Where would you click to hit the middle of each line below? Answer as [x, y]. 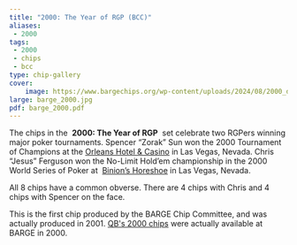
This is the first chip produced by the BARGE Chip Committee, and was [138, 214]
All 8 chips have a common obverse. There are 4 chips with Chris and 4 [139, 188]
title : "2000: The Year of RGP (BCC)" [80, 17]
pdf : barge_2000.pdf [47, 108]
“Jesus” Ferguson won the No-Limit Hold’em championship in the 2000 [138, 161]
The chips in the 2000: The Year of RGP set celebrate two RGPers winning [147, 133]
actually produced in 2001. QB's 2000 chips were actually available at [136, 224]
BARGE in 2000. [38, 233]
